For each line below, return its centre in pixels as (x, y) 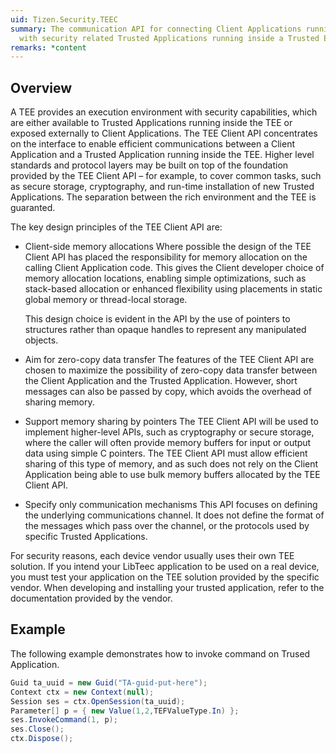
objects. (41, 340)
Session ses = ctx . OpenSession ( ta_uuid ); (98, 701)
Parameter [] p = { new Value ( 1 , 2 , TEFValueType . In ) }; (125, 711)
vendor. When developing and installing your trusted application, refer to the (167, 588)
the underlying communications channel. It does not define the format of (174, 515)
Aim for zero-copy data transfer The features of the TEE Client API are (169, 360)
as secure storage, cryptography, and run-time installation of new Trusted (162, 187)
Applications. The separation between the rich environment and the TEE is (163, 197)
